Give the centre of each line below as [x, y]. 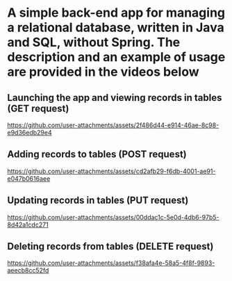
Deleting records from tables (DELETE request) [110, 247]
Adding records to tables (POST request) [97, 154]
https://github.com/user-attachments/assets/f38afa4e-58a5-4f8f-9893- [111, 263]
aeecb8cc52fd [28, 271]
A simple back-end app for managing [116, 13]
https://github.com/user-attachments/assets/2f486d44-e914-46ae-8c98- [113, 125]
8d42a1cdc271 [28, 225]
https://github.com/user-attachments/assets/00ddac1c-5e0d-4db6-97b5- [114, 217]
